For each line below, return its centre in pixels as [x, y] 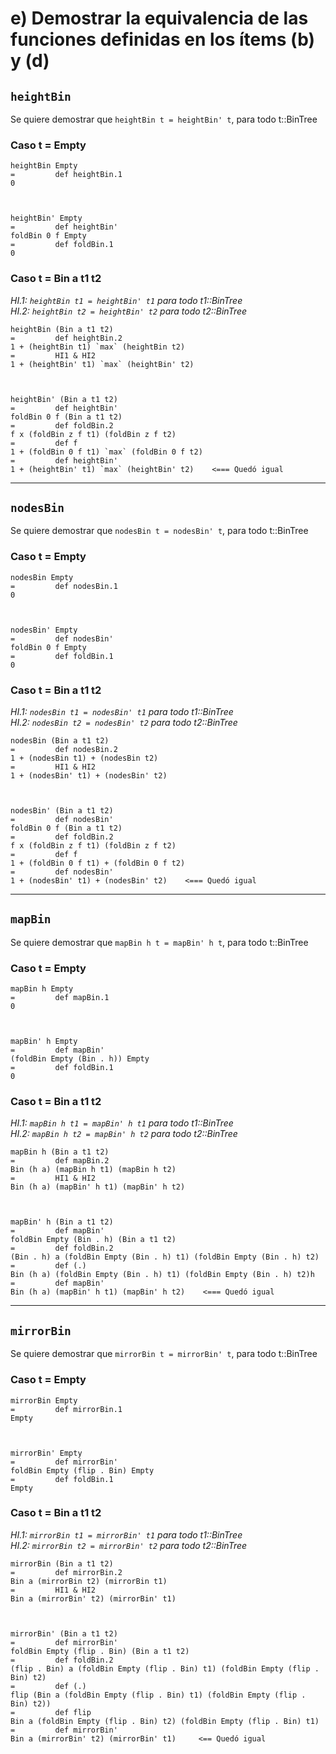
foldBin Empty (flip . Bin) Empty [82, 1470]
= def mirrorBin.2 [66, 1572]
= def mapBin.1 [60, 998]
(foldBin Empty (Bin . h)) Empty [80, 1059]
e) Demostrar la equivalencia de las [159, 18]
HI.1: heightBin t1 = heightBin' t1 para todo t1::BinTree [126, 300]
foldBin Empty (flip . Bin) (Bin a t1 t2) [100, 1651]
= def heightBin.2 [66, 338]
